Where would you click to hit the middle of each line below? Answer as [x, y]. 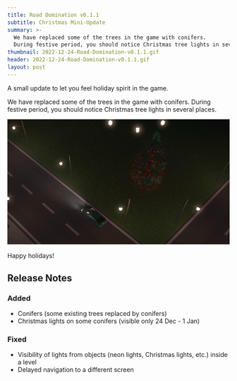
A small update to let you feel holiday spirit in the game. [88, 88]
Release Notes [40, 278]
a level [27, 362]
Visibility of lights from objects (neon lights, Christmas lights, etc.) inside [122, 355]
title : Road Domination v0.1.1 [53, 15]
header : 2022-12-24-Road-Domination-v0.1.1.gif [79, 60]
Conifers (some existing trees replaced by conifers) [92, 313]
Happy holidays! [31, 256]
